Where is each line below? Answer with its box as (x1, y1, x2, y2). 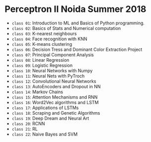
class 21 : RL (11, 126, 38, 132)
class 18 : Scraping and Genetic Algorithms (11, 110, 100, 116)
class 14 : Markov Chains (11, 89, 63, 95)
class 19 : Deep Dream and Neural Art (11, 115, 89, 121)
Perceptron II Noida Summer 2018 (4, 3, 147, 15)
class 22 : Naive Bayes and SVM (11, 131, 78, 137)
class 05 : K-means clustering (11, 41, 73, 47)
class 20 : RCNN (11, 121, 45, 127)
